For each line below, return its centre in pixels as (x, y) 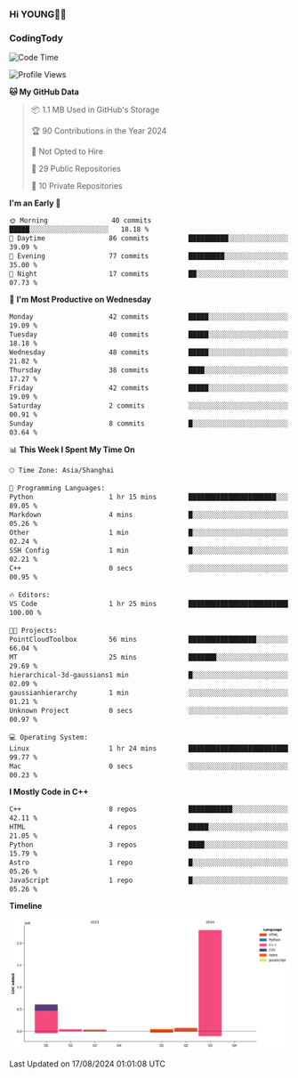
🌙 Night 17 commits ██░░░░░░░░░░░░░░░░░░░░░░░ (149, 274)
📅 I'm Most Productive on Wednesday (80, 300)
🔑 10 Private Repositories (77, 186)
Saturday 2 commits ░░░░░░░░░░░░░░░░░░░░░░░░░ (149, 406)
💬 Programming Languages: (57, 489)
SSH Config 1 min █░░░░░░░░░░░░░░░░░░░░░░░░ (149, 551)
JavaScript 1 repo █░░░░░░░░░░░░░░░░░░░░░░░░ (149, 880)
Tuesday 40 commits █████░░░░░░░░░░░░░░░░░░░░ (149, 335)
